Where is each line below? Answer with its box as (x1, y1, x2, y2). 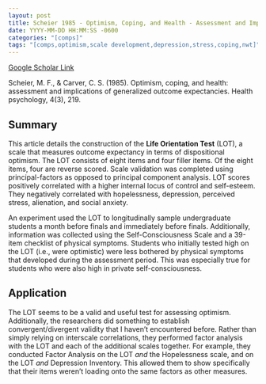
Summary (8, 118, 58, 131)
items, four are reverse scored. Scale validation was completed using (8, 164, 234, 173)
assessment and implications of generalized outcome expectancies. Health (8, 86, 253, 96)
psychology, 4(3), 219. (8, 95, 82, 105)
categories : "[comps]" (8, 33, 83, 42)
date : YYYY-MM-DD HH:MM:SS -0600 (8, 26, 119, 34)
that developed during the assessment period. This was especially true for (8, 255, 251, 264)
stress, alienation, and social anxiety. (8, 197, 128, 207)
